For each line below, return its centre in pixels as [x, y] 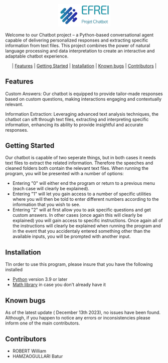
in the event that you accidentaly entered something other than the [81, 231]
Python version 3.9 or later [40, 279]
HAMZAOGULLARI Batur [38, 356]
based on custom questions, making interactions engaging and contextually [83, 99]
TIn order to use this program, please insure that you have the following [79, 264]
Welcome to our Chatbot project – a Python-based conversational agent [79, 35]
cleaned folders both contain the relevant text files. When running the [77, 168]
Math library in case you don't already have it [59, 285]
